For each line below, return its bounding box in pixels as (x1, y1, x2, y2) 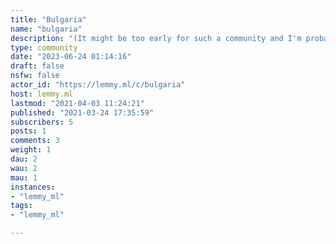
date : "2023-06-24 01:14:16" (10, 52, 132, 62)
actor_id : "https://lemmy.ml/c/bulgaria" (10, 80, 186, 90)
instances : (10, 182, 56, 192)
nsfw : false (10, 71, 60, 81)
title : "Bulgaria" (10, 14, 87, 25)
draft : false (10, 61, 65, 71)
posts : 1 (10, 126, 47, 136)
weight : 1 (10, 145, 52, 155)
